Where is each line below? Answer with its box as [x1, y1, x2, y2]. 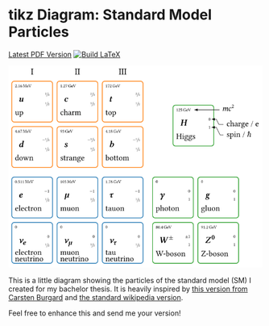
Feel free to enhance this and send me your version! [8, 308, 181, 318]
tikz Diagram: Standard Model [8, 6, 212, 24]
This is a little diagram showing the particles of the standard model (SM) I [8, 275, 251, 285]
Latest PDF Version [8, 49, 72, 59]
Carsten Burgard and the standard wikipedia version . [8, 292, 184, 302]
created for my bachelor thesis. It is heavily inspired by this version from [8, 284, 248, 294]
